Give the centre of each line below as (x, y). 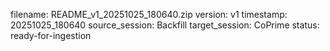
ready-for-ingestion (51, 35)
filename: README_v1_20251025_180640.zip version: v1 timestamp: (149, 14)
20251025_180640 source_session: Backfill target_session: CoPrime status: (165, 25)
